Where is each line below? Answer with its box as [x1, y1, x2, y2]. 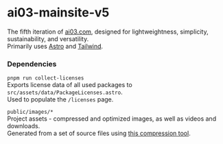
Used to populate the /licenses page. [7, 95, 114, 104]
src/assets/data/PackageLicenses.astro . [7, 88, 123, 97]
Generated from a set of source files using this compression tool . [7, 129, 191, 138]
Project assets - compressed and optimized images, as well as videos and [7, 115, 217, 123]
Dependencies [7, 59, 57, 69]
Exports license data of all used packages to [7, 81, 132, 89]
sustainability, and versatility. [7, 34, 89, 43]
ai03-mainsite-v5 [7, 5, 110, 21]
